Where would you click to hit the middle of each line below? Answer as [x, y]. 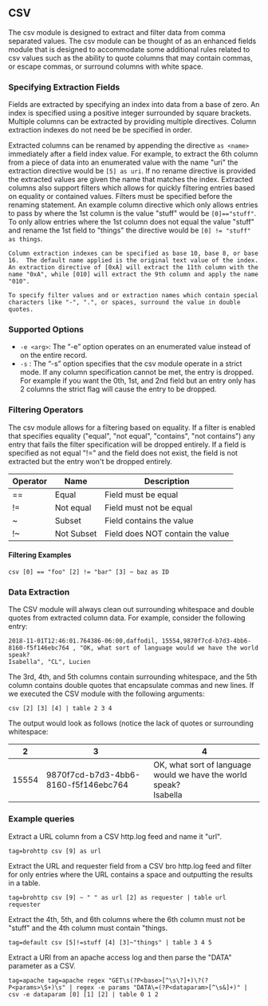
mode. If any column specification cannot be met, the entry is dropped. [136, 372]
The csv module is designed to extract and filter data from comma [117, 32]
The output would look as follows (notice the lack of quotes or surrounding [131, 723]
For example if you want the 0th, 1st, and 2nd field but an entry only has [138, 381]
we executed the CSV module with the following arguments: [106, 694]
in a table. [25, 883]
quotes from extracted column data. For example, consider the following [127, 618]
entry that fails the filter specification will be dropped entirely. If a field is [127, 444]
